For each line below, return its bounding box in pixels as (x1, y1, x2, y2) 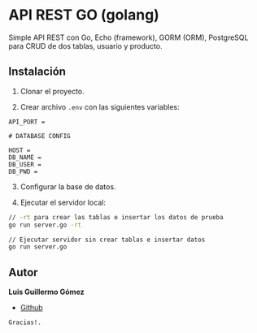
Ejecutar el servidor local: (20, 197, 106, 207)
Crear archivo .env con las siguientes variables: (20, 102, 180, 111)
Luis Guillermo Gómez (8, 287, 85, 297)
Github (20, 303, 43, 313)
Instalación (8, 65, 67, 79)
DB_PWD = (8, 167, 38, 175)
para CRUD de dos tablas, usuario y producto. (8, 41, 163, 50)
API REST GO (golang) (8, 6, 160, 24)
